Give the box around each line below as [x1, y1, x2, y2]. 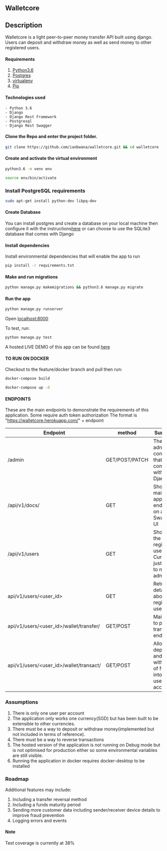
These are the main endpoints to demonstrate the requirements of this [5, 407, 149, 413]
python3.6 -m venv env [5, 166, 52, 171]
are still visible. [12, 752, 43, 758]
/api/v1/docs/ [7, 502, 40, 509]
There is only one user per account [12, 710, 84, 716]
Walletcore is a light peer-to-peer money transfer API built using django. [5, 34, 153, 40]
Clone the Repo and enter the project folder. [5, 134, 98, 140]
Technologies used [5, 95, 46, 100]
